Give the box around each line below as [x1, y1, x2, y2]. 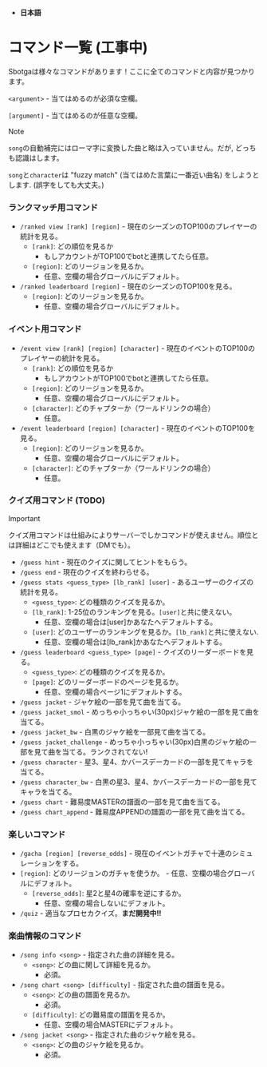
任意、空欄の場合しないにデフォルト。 [43, 898, 170, 908]
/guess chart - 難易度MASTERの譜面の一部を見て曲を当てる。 [19, 797, 225, 806]
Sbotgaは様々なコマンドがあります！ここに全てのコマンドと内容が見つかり [8, 66, 255, 76]
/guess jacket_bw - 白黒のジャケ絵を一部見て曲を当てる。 [19, 727, 210, 736]
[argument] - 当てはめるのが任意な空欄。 [8, 110, 142, 120]
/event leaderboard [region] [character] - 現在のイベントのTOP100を [19, 423, 255, 432]
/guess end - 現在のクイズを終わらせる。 [19, 567, 154, 576]
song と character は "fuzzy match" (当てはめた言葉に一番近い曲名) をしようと [8, 169, 260, 179]
